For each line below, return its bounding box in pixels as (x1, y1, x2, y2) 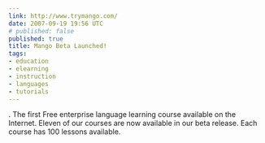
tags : (8, 50, 27, 58)
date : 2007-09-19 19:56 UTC (8, 19, 104, 28)
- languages (8, 80, 49, 88)
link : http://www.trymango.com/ (8, 11, 118, 20)
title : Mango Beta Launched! (8, 42, 107, 50)
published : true (8, 34, 63, 43)
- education (8, 58, 49, 66)
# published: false (8, 27, 75, 35)
